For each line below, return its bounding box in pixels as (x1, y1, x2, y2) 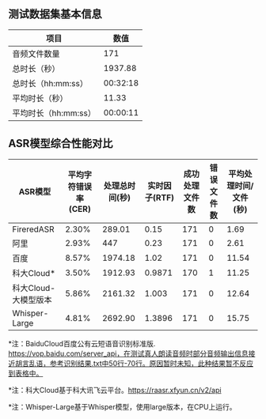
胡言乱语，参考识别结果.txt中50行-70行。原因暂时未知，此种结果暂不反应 (14, 358, 253, 368)
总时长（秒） (12, 62, 61, 74)
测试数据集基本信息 (8, 7, 102, 21)
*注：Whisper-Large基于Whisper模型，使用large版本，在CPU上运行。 (8, 402, 237, 411)
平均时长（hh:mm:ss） (12, 108, 97, 119)
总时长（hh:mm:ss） (12, 77, 89, 89)
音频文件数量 (12, 48, 61, 59)
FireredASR (12, 224, 55, 235)
